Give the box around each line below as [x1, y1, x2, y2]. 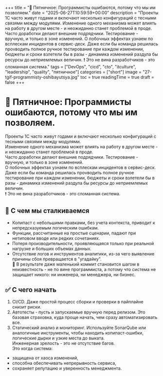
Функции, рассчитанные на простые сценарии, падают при [12, 230, 136, 236]
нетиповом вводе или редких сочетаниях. [12, 235, 100, 241]
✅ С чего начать [5, 286, 57, 294]
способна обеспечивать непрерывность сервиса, [12, 360, 117, 366]
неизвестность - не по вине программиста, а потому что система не [12, 266, 156, 272]
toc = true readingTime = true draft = [80, 74, 154, 80]
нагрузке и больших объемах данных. [12, 246, 91, 251]
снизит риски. [12, 304, 41, 310]
